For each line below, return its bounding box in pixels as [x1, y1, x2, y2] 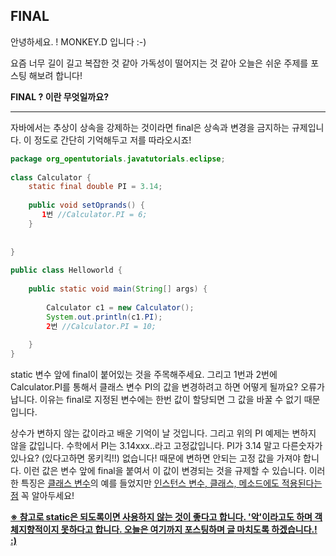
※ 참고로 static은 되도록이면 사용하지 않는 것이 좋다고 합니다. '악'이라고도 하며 [10, 511, 313, 523]
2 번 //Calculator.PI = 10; [46, 321, 157, 331]
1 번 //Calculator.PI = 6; [41, 210, 148, 220]
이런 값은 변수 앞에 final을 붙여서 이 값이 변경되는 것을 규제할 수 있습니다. [23, 465, 307, 477]
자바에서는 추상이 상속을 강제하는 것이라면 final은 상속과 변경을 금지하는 [10, 121, 290, 133]
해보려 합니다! [28, 69, 83, 81]
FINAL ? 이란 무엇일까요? [10, 90, 109, 103]
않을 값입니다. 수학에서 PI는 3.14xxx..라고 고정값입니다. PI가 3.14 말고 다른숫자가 [10, 440, 323, 452]
